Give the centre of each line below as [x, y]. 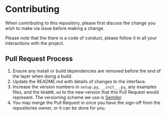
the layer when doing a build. [42, 76]
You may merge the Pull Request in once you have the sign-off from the [86, 103]
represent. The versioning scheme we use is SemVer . [67, 97]
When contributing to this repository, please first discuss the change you [80, 23]
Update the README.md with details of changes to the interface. [79, 81]
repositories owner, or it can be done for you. [59, 108]
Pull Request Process [39, 59]
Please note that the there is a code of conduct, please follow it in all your [81, 38]
